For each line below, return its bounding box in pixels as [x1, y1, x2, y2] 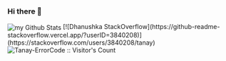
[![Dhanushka [63, 23, 103, 31]
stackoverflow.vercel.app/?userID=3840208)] [7, 30, 143, 39]
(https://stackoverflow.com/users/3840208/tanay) [7, 38, 155, 47]
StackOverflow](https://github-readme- [103, 23, 220, 31]
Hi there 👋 [7, 6, 43, 16]
